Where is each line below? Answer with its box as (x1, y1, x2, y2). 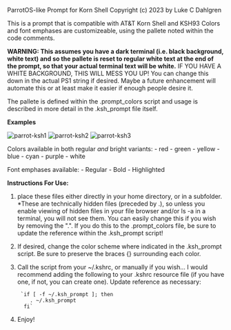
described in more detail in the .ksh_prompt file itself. (7, 105, 158, 113)
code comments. (7, 34, 55, 42)
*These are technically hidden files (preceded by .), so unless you (17, 200, 205, 208)
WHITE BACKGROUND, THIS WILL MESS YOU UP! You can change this (7, 69, 209, 77)
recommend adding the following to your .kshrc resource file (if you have (17, 271, 225, 278)
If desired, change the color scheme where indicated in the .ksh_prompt (17, 242, 222, 251)
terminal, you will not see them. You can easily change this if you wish (17, 214, 217, 222)
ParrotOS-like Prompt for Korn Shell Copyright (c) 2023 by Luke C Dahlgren (7, 6, 222, 14)
